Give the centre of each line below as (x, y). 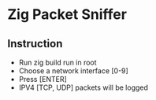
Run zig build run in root (58, 62)
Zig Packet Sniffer (67, 15)
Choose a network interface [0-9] (74, 71)
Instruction (35, 44)
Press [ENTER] (43, 79)
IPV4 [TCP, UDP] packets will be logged (84, 87)
